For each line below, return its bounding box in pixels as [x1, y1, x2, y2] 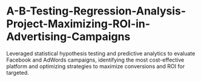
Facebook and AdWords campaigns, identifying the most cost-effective [6, 56, 185, 63]
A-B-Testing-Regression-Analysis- [6, 4, 186, 18]
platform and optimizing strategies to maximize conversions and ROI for [6, 62, 185, 70]
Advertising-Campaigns [6, 30, 131, 43]
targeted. [6, 69, 29, 76]
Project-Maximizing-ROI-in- [6, 17, 150, 31]
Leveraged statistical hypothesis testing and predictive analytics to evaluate [6, 49, 196, 57]
